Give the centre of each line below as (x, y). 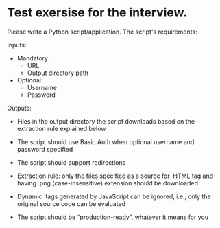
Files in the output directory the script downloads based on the (106, 121)
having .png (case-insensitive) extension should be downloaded (108, 183)
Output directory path (58, 73)
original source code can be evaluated (71, 203)
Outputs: (20, 108)
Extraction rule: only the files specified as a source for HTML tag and (115, 176)
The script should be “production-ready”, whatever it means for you (113, 217)
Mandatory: (33, 58)
